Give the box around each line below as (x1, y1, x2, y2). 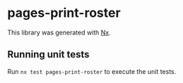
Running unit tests (7, 49, 90, 60)
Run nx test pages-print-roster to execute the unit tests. (7, 67, 177, 75)
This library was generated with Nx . (7, 28, 111, 37)
